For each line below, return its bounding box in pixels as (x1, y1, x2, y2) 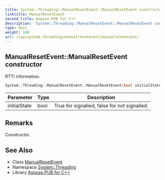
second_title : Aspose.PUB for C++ (5, 16, 76, 21)
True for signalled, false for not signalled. (54, 102, 149, 109)
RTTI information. (5, 73, 40, 79)
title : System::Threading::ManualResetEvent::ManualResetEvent (5, 7, 137, 12)
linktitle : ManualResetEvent (5, 12, 65, 17)
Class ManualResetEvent (12, 159, 63, 165)
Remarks (5, 119, 33, 127)
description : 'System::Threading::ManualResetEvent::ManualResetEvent (5, 21, 153, 26)
